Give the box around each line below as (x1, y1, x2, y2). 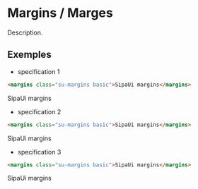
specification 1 (17, 67, 60, 75)
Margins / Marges (7, 5, 113, 21)
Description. (7, 28, 43, 37)
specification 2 (17, 107, 62, 116)
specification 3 (17, 147, 62, 156)
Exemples (7, 49, 52, 61)
